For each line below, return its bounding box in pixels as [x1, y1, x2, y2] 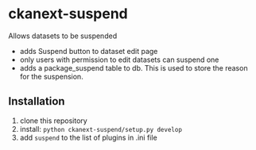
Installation [8, 94, 65, 108]
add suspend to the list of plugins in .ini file [19, 133, 157, 142]
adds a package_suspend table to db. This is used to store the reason [19, 63, 248, 72]
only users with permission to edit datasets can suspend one [19, 55, 219, 64]
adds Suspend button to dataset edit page [19, 46, 158, 56]
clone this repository [19, 116, 87, 125]
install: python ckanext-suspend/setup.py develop [19, 124, 183, 133]
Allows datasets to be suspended [8, 31, 118, 40]
